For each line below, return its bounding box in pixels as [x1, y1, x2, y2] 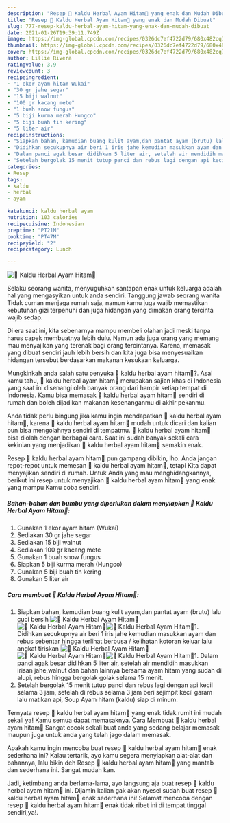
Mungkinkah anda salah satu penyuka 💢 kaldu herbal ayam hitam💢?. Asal [7, 369, 213, 378]
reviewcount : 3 [7, 67, 51, 74]
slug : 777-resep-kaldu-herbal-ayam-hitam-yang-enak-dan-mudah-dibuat [7, 23, 210, 30]
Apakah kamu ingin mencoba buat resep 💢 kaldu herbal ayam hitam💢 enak [7, 744, 217, 752]
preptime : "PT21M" [7, 227, 60, 234]
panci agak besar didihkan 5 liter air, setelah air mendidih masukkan [16, 659, 209, 667]
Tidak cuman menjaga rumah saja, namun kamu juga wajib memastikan [7, 299, 209, 307]
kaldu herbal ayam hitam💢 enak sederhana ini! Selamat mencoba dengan [7, 794, 213, 802]
